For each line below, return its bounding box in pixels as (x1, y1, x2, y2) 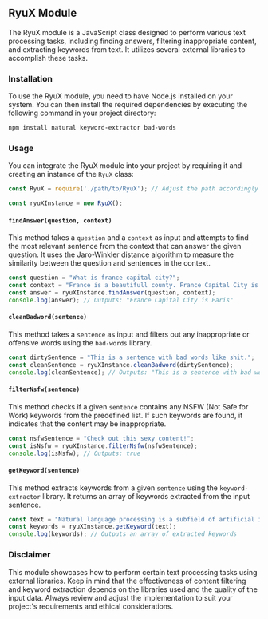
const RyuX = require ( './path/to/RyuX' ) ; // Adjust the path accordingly (8, 185, 259, 193)
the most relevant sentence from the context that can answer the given (8, 242, 242, 251)
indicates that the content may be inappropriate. (8, 419, 167, 429)
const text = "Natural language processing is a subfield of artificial (8, 515, 255, 523)
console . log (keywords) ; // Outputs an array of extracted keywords (8, 530, 238, 538)
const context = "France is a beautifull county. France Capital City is (8, 282, 259, 290)
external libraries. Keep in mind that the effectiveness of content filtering (8, 576, 246, 585)
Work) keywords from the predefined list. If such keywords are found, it (8, 410, 243, 420)
